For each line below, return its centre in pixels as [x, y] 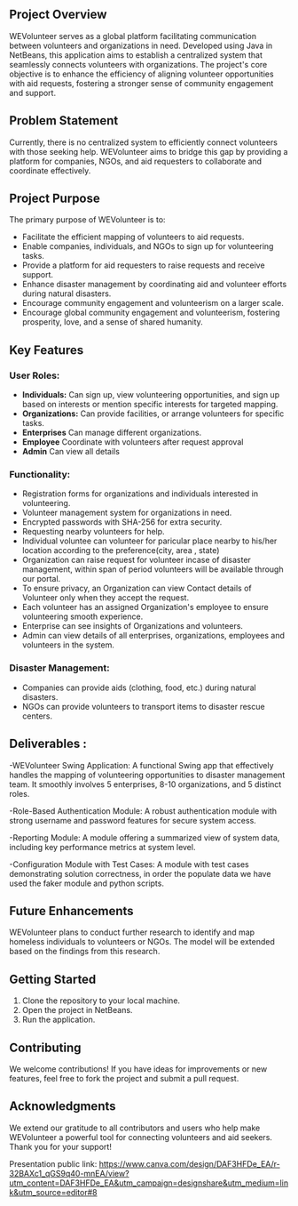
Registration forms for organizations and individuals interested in [140, 494]
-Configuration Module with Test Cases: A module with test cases [129, 864]
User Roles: [35, 375]
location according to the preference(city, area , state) [121, 551]
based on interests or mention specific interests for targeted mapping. [150, 405]
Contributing [45, 1047]
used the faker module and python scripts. [86, 883]
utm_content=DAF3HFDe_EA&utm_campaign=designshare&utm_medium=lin [149, 1183]
